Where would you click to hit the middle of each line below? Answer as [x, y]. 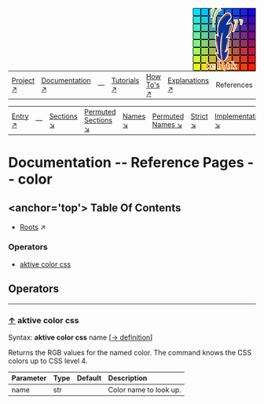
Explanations [189, 81]
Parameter [29, 378]
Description [128, 378]
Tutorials [125, 81]
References [234, 85]
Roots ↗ [33, 227]
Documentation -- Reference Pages [126, 162]
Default [89, 378]
